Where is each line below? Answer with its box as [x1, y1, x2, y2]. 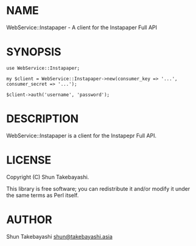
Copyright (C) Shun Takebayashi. [6, 173, 89, 180]
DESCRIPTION [6, 112, 79, 126]
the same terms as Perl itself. [6, 191, 79, 199]
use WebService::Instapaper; [6, 65, 80, 71]
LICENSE [6, 153, 52, 167]
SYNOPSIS [6, 45, 62, 59]
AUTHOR [6, 213, 53, 227]
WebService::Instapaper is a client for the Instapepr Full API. [6, 132, 157, 139]
